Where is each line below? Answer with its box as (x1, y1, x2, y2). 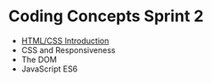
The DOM (20, 54, 57, 64)
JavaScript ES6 (20, 64, 78, 74)
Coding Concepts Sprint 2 (8, 6, 204, 26)
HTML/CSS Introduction (20, 35, 110, 46)
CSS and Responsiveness (20, 44, 116, 55)
